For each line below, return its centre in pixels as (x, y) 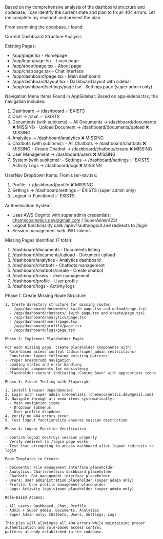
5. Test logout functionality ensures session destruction (66, 420)
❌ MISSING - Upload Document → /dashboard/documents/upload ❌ (81, 127)
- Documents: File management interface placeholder (60, 467)
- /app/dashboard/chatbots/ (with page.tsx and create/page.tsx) (77, 313)
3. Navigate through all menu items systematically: (60, 399)
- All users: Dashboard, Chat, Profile (46, 506)
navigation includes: (25, 101)
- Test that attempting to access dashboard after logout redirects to (79, 446)
